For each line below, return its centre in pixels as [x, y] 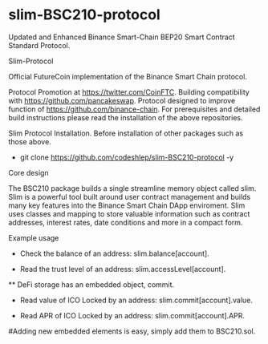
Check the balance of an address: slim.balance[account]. [115, 253]
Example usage [34, 237]
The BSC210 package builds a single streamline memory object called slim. [132, 188]
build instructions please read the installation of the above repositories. [126, 117]
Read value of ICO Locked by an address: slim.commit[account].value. [136, 300]
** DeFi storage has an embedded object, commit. [91, 284]
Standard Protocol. [39, 45]
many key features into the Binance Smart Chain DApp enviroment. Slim [127, 205]
